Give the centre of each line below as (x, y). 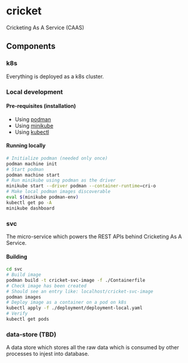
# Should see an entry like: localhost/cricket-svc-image (80, 291)
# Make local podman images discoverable (58, 192)
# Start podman (25, 169)
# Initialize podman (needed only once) (57, 158)
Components (31, 46)
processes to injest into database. (48, 354)
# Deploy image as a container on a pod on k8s (67, 303)
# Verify (17, 314)
